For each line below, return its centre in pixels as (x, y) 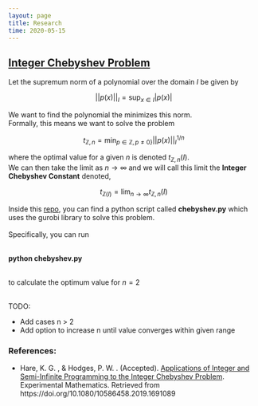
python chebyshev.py (45, 258)
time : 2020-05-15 (37, 30)
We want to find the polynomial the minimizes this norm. (100, 114)
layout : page (30, 16)
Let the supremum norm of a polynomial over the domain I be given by (123, 82)
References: (33, 350)
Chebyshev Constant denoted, (60, 176)
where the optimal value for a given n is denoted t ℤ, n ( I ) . (99, 158)
